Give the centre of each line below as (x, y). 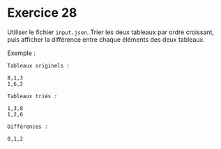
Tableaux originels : (39, 65)
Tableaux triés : (32, 96)
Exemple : (22, 53)
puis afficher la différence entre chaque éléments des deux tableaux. (106, 39)
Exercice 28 (42, 13)
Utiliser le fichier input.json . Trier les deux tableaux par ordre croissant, (111, 32)
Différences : (28, 127)
